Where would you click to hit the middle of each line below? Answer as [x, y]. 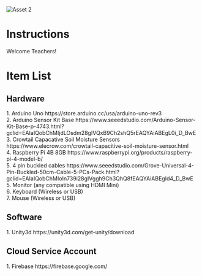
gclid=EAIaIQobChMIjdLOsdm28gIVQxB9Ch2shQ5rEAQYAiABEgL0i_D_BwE [101, 132]
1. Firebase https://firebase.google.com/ [57, 266]
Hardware [25, 98]
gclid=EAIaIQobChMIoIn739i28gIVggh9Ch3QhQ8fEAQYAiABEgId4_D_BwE [100, 178]
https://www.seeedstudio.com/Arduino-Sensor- [136, 120]
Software [24, 217]
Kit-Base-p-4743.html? [36, 126]
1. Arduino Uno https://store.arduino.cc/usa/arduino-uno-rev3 [84, 113]
